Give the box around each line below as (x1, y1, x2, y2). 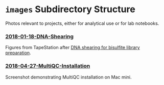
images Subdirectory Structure (5, 4, 135, 15)
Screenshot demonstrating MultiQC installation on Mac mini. (5, 74, 132, 80)
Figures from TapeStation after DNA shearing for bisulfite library (5, 45, 140, 51)
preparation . (5, 50, 32, 56)
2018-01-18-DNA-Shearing (5, 33, 74, 40)
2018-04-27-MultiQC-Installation (5, 62, 90, 69)
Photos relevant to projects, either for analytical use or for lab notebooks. (5, 20, 159, 26)
